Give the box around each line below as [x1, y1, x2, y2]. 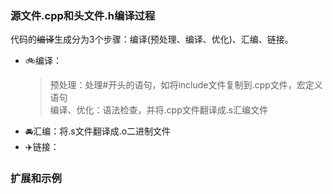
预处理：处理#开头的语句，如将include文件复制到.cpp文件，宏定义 [49, 79, 323, 91]
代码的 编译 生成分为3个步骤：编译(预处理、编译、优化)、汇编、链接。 [10, 33, 294, 46]
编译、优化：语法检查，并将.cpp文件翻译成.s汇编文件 [49, 104, 269, 116]
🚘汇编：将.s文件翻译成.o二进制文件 [24, 125, 172, 137]
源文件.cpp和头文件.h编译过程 [10, 8, 156, 22]
